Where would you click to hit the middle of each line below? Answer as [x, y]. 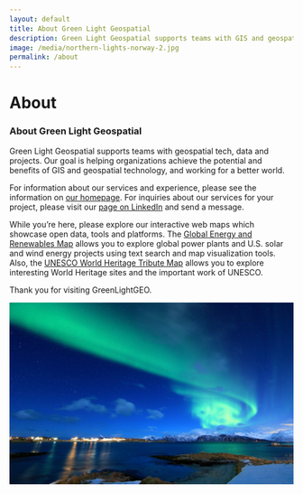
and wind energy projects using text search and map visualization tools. [143, 253]
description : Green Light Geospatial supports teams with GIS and [137, 38]
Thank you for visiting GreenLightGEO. [81, 290]
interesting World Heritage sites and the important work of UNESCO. [136, 272]
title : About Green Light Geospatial [80, 28]
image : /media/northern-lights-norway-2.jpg [94, 48]
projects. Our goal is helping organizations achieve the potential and [136, 160]
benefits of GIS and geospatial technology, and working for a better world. [147, 170]
